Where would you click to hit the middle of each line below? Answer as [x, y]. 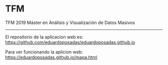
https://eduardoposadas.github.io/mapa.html [51, 57]
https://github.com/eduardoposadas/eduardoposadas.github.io [70, 42]
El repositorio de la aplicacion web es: [44, 37]
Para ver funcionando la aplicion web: [44, 52]
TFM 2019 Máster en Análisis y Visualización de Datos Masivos [70, 22]
